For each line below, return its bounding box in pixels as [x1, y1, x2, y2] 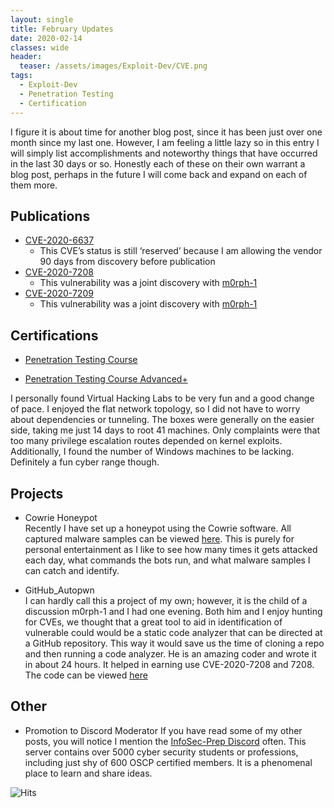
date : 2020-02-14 [10, 33, 83, 43]
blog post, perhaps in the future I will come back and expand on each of [10, 168, 308, 180]
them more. [10, 179, 58, 191]
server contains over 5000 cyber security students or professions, [24, 746, 299, 758]
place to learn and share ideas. [24, 767, 153, 779]
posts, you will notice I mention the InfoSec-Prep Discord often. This [24, 735, 307, 747]
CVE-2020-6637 [24, 234, 95, 246]
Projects [10, 485, 64, 502]
